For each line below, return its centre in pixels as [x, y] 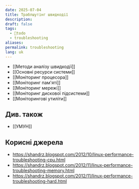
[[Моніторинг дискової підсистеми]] [51, 93]
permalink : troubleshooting [35, 47]
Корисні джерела [34, 142]
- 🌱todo [18, 33]
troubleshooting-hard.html [40, 181]
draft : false [19, 24]
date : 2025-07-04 [23, 10]
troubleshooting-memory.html [43, 171]
